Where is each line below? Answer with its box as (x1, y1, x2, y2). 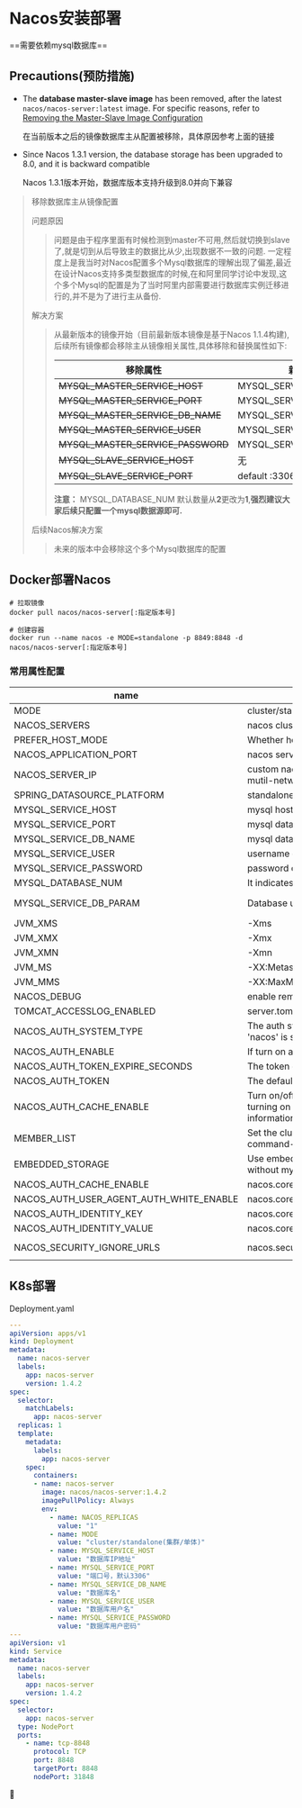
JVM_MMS (13, 975, 60, 988)
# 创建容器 (9, 625, 45, 635)
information (246, 1111, 297, 1124)
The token (246, 1060, 290, 1072)
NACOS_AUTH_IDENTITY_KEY (13, 1207, 144, 1220)
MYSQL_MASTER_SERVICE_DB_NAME (58, 409, 222, 421)
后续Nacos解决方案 (31, 524, 103, 535)
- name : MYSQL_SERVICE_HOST (49, 1546, 155, 1556)
